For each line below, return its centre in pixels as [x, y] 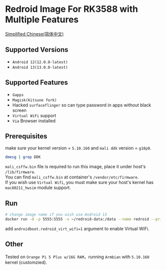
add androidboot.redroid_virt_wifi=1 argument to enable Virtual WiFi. [77, 228]
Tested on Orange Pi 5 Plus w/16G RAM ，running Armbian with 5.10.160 [77, 257]
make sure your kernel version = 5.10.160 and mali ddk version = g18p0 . [78, 148]
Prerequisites [26, 136]
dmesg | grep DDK [23, 157]
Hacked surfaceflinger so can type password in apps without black [82, 105]
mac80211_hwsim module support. [38, 188]
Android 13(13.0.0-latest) [40, 67]
